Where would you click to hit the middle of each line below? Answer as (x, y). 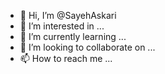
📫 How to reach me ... (66, 58)
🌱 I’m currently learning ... (73, 36)
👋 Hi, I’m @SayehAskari (68, 15)
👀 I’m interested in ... (62, 26)
